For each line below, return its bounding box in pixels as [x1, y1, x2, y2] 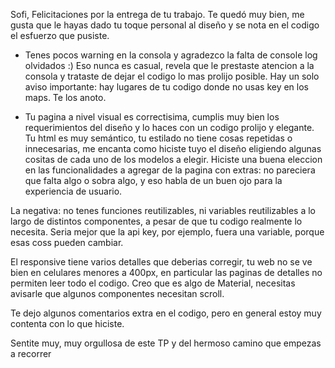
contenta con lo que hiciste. [10, 318, 125, 329]
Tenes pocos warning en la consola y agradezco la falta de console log [24, 49, 318, 61]
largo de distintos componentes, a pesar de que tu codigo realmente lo [10, 215, 303, 227]
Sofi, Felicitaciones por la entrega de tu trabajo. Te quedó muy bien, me [10, 9, 305, 20]
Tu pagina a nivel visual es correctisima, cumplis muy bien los [24, 111, 280, 123]
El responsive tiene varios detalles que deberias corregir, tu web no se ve [10, 256, 313, 268]
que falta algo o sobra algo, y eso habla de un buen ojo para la [24, 175, 283, 186]
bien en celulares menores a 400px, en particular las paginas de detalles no [10, 267, 323, 278]
